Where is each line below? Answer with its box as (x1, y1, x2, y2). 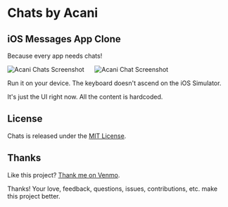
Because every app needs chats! (7, 51, 103, 60)
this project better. (7, 192, 61, 200)
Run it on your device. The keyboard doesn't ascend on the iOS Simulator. (7, 79, 222, 87)
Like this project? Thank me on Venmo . (7, 170, 120, 179)
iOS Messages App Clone (7, 33, 121, 45)
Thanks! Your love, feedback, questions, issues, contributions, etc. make (7, 184, 218, 193)
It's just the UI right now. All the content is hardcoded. (7, 93, 163, 101)
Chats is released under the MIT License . (7, 132, 127, 140)
